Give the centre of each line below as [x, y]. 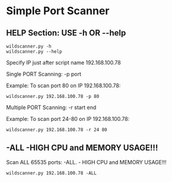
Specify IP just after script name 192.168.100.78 [63, 63]
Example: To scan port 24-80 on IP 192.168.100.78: [68, 119]
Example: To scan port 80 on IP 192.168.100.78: [63, 85]
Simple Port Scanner [58, 11]
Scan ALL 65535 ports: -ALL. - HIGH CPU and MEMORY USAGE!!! [87, 162]
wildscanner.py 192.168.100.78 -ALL [51, 173]
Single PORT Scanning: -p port [44, 74]
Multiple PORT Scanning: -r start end [51, 107]
